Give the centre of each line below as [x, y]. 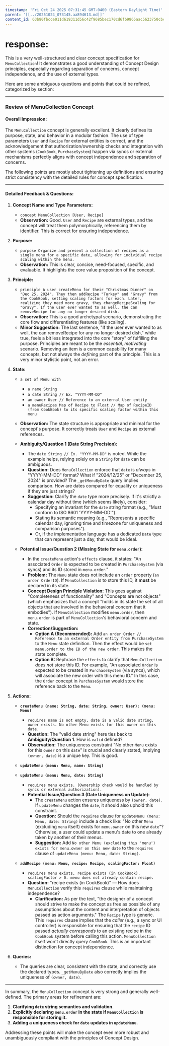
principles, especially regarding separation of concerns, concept [72, 69]
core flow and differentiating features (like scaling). [73, 322]
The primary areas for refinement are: [62, 997]
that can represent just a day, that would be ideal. [86, 539]
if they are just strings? [51, 491]
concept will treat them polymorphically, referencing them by [83, 225]
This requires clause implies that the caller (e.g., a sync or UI [98, 920]
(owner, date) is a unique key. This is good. [73, 755]
